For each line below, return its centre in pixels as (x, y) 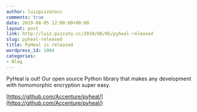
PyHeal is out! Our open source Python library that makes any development (99, 79)
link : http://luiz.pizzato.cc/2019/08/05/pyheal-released (80, 34)
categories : (21, 56)
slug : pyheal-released (34, 39)
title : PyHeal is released (40, 45)
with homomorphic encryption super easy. (58, 85)
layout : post (22, 28)
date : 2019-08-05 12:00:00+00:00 (48, 23)
